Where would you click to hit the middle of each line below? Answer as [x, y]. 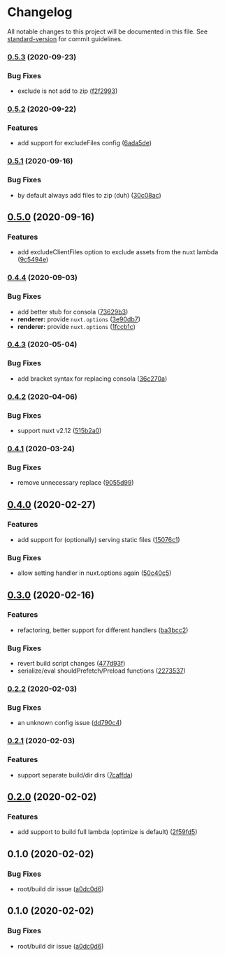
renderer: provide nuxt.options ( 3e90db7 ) [79, 319]
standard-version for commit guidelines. [65, 38]
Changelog [40, 12]
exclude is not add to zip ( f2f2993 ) [67, 91]
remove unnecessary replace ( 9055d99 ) [75, 483]
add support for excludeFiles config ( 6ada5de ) [85, 143]
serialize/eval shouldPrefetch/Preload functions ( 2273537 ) [102, 671]
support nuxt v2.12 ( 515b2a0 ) [59, 430]
